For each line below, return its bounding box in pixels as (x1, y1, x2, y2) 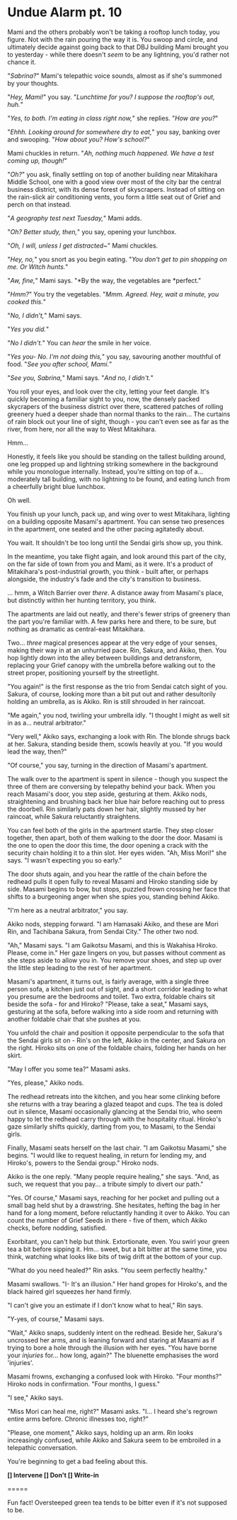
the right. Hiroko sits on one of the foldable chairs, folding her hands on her (7, 1043, 227, 1052)
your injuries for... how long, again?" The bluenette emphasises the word (7, 1351, 219, 1359)
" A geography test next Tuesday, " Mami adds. (7, 214, 142, 222)
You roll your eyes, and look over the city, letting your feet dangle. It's (7, 387, 210, 396)
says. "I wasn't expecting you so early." (7, 856, 122, 864)
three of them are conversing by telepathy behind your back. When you (7, 782, 216, 790)
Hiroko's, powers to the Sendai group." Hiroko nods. (7, 1158, 159, 1167)
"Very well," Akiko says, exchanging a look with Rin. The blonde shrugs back (7, 732, 231, 740)
